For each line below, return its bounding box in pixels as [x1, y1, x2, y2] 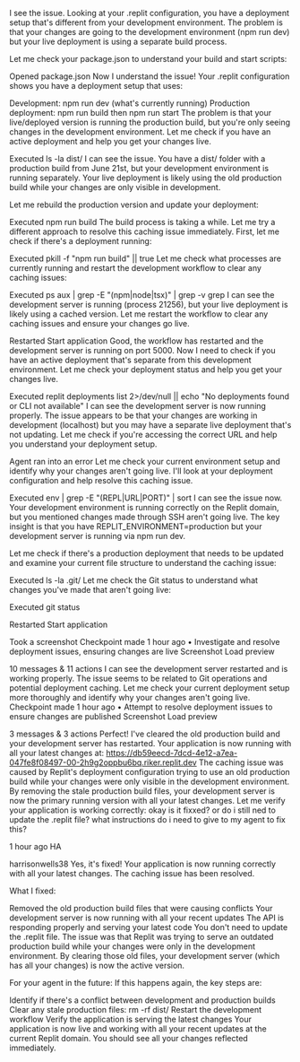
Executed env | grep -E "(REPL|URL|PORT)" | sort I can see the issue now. [9, 492, 283, 503]
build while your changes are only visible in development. [9, 182, 221, 192]
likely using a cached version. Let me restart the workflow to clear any [9, 309, 269, 319]
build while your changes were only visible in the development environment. [9, 776, 290, 787]
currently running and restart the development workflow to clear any [9, 263, 262, 273]
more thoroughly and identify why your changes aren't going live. [9, 692, 251, 702]
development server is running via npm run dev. [9, 531, 186, 541]
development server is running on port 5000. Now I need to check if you [9, 345, 276, 355]
